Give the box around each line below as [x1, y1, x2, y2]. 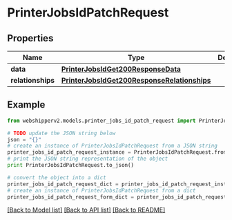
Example [7, 99, 46, 111]
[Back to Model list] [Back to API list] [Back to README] [7, 206, 166, 214]
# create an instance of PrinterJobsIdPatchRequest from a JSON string [7, 143, 217, 150]
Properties [7, 32, 54, 44]
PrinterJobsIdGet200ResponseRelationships [61, 76, 211, 85]
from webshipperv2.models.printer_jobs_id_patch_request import [7, 117, 196, 124]
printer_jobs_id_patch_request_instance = [7, 149, 131, 156]
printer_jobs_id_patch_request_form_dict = [7, 193, 135, 201]
